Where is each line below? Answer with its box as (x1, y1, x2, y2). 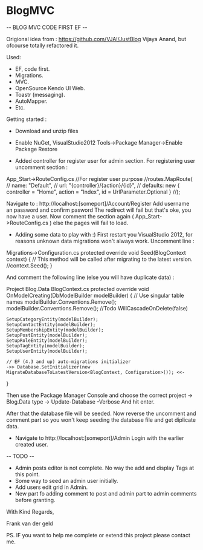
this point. (14, 470, 40, 478)
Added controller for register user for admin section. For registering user (14, 157, 195, 164)
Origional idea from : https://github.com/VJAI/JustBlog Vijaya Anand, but (6, 35, 187, 42)
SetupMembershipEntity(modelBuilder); (6, 327, 104, 333)
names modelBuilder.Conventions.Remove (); (6, 298, 117, 306)
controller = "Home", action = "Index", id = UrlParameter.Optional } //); (6, 188, 181, 195)
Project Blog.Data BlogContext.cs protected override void (6, 285, 149, 292)
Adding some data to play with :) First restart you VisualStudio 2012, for (14, 231, 193, 238)
